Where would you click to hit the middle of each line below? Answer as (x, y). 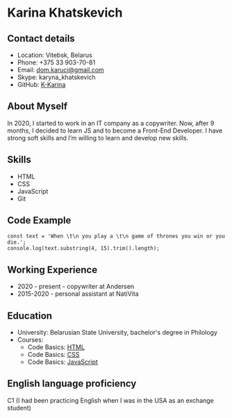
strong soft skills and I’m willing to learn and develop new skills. (98, 137)
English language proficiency (72, 384)
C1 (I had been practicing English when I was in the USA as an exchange (110, 400)
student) (19, 408)
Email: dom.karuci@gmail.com (60, 70)
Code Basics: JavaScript (63, 362)
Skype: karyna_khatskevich (56, 77)
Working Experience (52, 270)
